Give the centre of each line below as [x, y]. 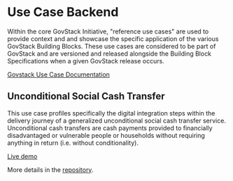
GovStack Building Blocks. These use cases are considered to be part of [112, 46]
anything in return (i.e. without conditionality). [73, 143]
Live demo [22, 156]
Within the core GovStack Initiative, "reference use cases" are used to [108, 31]
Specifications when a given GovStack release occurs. [86, 61]
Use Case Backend [63, 12]
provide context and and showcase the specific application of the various [113, 38]
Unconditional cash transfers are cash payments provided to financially [110, 128]
